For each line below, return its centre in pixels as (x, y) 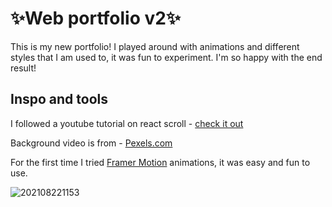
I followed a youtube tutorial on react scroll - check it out (127, 123)
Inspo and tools (59, 99)
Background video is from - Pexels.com (91, 143)
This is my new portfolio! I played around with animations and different (155, 46)
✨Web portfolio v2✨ (95, 18)
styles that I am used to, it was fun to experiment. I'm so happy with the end (166, 57)
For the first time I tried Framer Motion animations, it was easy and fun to (160, 162)
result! (23, 68)
